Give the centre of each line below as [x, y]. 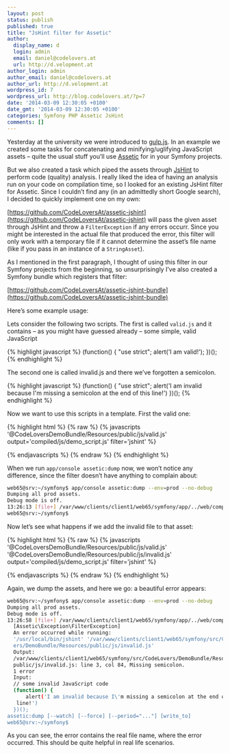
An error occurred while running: [62, 633]
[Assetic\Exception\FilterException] [67, 627]
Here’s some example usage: [48, 311]
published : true [30, 26]
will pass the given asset [182, 219]
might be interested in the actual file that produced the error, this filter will [111, 234]
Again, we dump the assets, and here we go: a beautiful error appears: [107, 588]
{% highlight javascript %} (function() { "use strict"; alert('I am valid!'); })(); [112, 352]
